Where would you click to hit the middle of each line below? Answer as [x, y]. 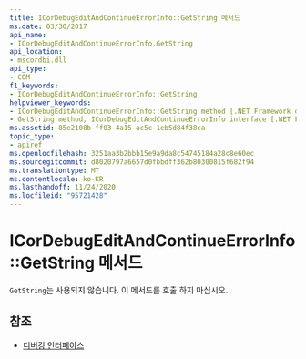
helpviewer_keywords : [51, 103]
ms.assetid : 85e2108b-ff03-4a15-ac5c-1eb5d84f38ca [107, 128]
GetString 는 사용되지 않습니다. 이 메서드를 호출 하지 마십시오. [119, 290]
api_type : [28, 69]
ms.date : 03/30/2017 [49, 26]
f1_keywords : [34, 86]
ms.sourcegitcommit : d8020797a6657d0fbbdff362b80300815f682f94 [132, 162]
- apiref [26, 145]
